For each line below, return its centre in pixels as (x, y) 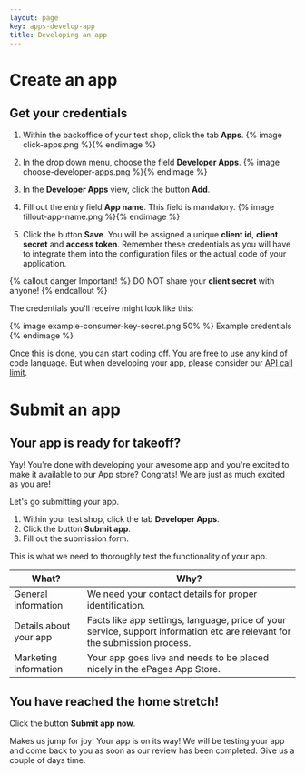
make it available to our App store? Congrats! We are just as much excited (148, 475)
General (31, 594)
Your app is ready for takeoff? (95, 443)
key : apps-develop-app (52, 26)
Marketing (35, 658)
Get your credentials (69, 113)
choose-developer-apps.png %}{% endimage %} (115, 172)
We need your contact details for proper (172, 594)
